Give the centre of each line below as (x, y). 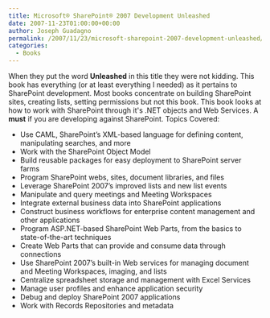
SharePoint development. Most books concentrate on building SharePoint (130, 93)
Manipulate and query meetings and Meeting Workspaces (116, 194)
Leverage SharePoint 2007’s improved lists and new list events (123, 186)
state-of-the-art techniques (65, 237)
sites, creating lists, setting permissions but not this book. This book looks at (135, 102)
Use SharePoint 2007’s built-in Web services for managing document (134, 263)
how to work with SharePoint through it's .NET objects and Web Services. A (133, 110)
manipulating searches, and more (75, 143)
